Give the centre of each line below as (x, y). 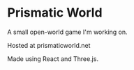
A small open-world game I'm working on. (67, 32)
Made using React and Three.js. (53, 59)
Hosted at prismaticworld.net (49, 45)
